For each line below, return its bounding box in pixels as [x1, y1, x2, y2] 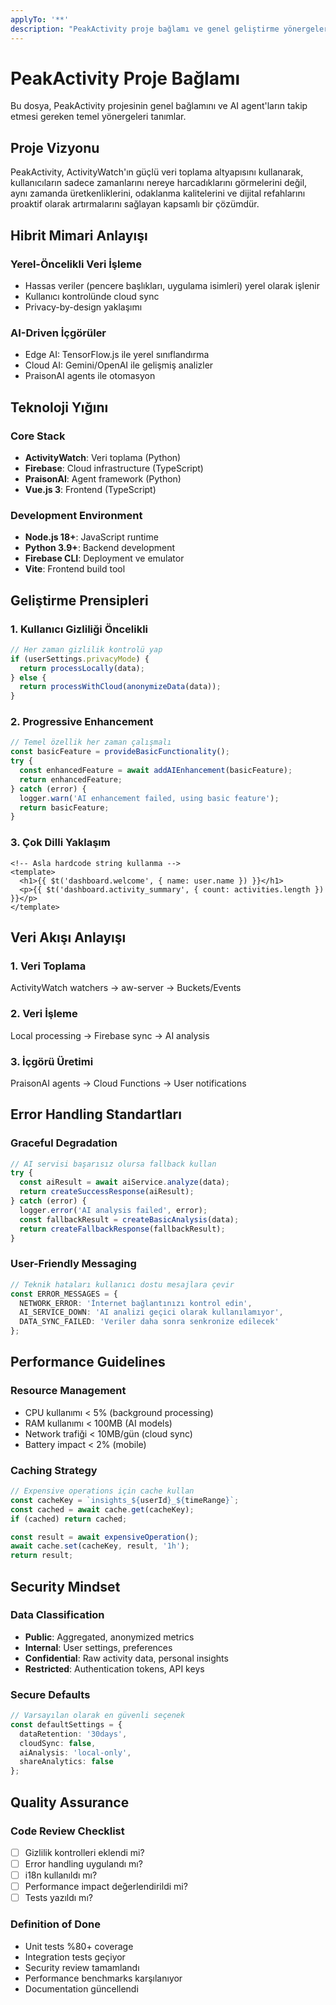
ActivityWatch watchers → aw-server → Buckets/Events [10, 982, 242, 994]
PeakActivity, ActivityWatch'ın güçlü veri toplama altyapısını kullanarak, [10, 166, 304, 178]
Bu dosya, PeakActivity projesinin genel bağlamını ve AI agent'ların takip [10, 100, 308, 112]
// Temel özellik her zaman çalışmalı [10, 737, 172, 748]
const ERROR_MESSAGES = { [10, 1289, 118, 1299]
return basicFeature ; [19, 802, 110, 813]
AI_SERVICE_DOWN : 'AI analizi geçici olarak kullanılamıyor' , [19, 1307, 284, 1318]
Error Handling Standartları [10, 1106, 182, 1123]
